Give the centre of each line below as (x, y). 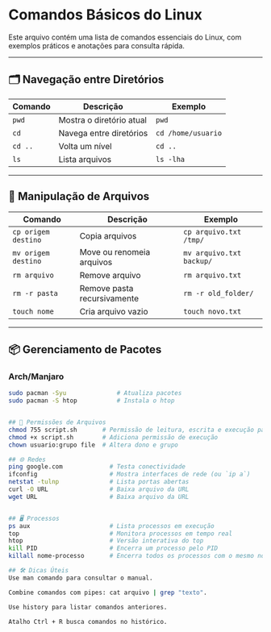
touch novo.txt (212, 311)
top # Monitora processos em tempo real (120, 534)
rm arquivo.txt (212, 275)
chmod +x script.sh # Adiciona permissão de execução (113, 437)
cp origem (31, 232)
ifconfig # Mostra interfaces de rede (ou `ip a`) (129, 474)
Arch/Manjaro (36, 376)
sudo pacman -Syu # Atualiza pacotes (95, 393)
